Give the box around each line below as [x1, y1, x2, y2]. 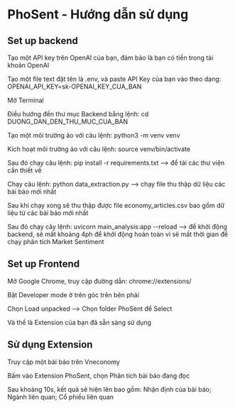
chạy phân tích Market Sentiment [7, 238, 104, 246]
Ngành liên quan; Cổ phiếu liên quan [7, 392, 114, 401]
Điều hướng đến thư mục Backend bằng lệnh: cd [7, 110, 149, 118]
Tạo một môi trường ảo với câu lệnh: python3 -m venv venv [7, 131, 180, 139]
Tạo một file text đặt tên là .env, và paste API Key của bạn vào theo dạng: [7, 75, 222, 83]
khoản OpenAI [7, 61, 50, 70]
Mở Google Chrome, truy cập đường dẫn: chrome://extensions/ [7, 277, 192, 285]
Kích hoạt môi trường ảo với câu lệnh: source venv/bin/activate [7, 145, 190, 153]
